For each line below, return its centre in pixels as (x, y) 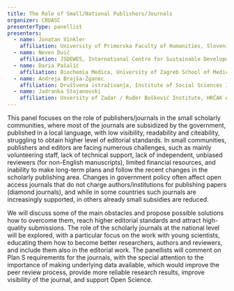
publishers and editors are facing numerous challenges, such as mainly (109, 148)
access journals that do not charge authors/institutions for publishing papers (117, 185)
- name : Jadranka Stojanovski (57, 91)
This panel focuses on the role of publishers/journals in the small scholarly (114, 118)
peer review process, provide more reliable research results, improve (106, 272)
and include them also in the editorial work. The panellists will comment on (114, 250)
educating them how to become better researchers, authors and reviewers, (115, 242)
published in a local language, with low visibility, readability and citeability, (114, 133)
